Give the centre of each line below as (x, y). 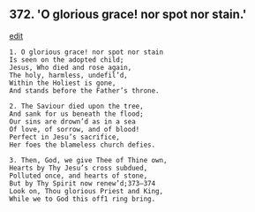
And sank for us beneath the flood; (76, 114)
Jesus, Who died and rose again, (71, 67)
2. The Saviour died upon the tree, (76, 106)
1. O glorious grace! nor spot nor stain (86, 52)
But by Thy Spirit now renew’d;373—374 (82, 183)
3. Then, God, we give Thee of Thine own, (88, 160)
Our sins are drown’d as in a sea (73, 121)
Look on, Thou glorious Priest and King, (86, 191)
